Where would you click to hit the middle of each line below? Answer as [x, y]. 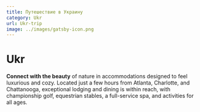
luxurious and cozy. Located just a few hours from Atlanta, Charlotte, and [98, 83]
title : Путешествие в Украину [45, 12]
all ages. [17, 102]
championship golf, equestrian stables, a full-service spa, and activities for [100, 96]
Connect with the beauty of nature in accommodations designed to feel [97, 77]
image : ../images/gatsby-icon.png [50, 29]
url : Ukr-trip [24, 23]
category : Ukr [24, 18]
